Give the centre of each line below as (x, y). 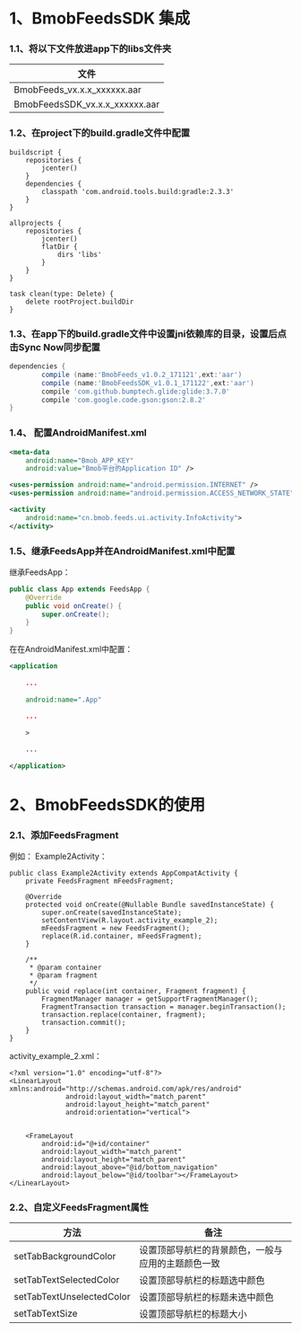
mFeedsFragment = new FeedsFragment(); (116, 929)
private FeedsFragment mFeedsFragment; (100, 881)
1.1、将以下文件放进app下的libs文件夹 (90, 49)
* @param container (65, 968)
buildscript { (36, 152)
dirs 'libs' (79, 254)
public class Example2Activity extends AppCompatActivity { (124, 873)
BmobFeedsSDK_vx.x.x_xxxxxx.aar (86, 104)
